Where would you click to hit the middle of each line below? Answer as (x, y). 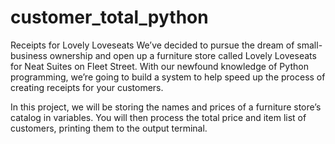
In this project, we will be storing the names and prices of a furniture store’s (166, 107)
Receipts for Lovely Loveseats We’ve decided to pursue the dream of (152, 45)
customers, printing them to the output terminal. (109, 128)
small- (309, 45)
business (29, 55)
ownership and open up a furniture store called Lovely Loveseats (183, 55)
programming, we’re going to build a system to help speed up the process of (168, 77)
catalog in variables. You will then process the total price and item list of (158, 117)
